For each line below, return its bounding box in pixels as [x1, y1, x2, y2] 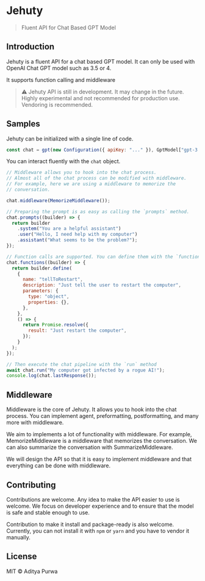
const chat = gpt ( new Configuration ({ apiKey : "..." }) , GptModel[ [6, 147, 182, 153]
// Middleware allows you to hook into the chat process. [6, 169, 157, 176]
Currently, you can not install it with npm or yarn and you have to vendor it [6, 527, 190, 535]
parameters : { [22, 288, 59, 294]
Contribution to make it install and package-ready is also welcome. [6, 521, 174, 528]
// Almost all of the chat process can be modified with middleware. [6, 175, 187, 181]
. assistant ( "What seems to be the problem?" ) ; [17, 237, 138, 243]
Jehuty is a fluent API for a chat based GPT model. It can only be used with [6, 57, 195, 65]
